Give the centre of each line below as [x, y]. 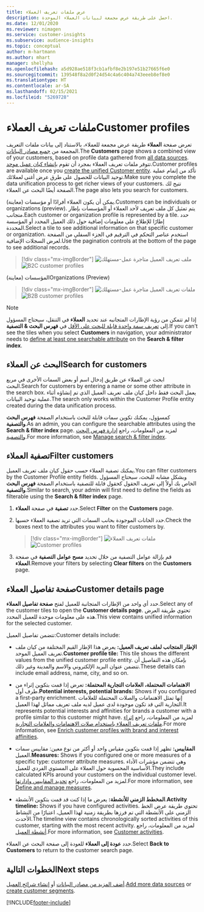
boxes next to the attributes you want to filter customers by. [90, 527]
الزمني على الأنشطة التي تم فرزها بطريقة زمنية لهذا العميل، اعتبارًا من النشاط [103, 812]
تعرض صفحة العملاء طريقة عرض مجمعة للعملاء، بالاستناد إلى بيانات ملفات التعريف [99, 144]
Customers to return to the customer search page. [70, 850]
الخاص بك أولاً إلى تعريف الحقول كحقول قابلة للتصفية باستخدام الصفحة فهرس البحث [101, 484]
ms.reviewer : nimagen [34, 29]
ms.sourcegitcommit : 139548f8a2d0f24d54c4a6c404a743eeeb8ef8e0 [88, 75]
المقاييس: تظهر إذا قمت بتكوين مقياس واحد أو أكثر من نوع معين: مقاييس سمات [105, 749]
